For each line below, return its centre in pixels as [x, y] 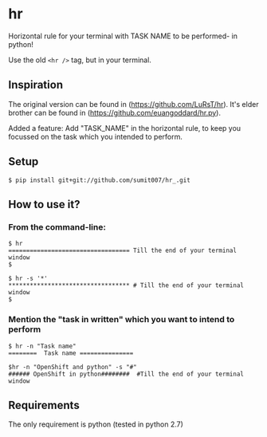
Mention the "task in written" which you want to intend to [122, 320]
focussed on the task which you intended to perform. [96, 136]
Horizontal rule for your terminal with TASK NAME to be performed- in [123, 36]
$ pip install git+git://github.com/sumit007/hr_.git [100, 180]
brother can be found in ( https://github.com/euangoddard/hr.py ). [115, 112]
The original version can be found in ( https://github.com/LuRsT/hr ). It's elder [133, 104]
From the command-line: [57, 226]
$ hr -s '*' [28, 279]
